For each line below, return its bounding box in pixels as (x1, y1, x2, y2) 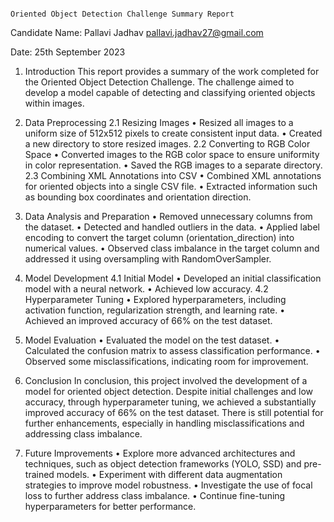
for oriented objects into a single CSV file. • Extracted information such (24, 181, 318, 192)
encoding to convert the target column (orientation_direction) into (24, 232, 295, 243)
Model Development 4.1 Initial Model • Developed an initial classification (24, 272, 322, 284)
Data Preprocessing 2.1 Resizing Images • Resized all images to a (24, 117, 294, 128)
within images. (24, 97, 85, 109)
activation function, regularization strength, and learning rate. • (24, 304, 286, 316)
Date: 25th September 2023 (10, 46, 126, 58)
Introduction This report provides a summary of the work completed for (24, 66, 320, 77)
